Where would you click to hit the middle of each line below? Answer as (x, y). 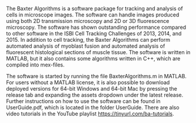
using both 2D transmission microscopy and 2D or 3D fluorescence (88, 21)
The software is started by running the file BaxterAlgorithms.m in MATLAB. (97, 76)
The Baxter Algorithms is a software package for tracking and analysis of (95, 9)
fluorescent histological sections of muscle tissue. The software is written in (98, 52)
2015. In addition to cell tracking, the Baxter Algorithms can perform (88, 40)
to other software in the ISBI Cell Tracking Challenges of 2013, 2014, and (94, 34)
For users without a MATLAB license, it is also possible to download (88, 82)
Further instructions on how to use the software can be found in (83, 101)
